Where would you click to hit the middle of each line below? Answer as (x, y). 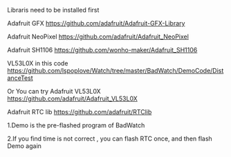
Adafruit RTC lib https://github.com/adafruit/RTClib (80, 112)
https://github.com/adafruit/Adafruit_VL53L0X (73, 98)
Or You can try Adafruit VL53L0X (54, 91)
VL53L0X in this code (38, 63)
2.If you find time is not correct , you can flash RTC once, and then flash (110, 138)
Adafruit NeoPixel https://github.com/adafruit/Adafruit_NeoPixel (98, 36)
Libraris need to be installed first (53, 10)
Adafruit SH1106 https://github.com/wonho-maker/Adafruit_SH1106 (102, 50)
